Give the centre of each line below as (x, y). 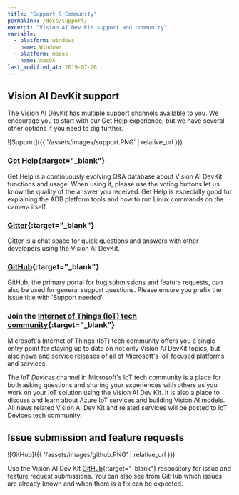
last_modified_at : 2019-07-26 (52, 67)
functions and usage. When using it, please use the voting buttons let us (113, 184)
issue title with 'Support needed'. (56, 298)
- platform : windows (44, 41)
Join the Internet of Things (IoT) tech (72, 316)
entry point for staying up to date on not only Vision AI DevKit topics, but (114, 348)
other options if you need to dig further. (65, 129)
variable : (22, 34)
